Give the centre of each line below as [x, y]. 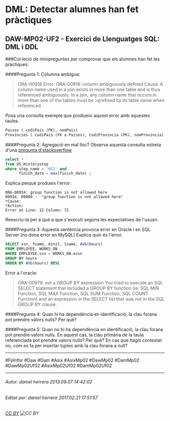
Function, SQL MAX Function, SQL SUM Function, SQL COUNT [83, 294]
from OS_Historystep [27, 164]
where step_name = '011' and [36, 169]
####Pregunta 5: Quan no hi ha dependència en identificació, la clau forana [84, 329]
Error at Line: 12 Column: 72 [37, 210]
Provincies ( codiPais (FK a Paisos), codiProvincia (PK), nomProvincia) [85, 135]
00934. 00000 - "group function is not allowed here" [64, 197]
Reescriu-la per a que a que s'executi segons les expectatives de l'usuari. [82, 220]
